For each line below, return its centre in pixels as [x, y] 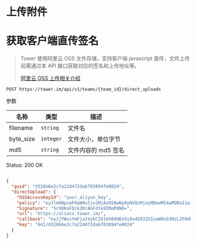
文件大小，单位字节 [94, 140]
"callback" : [31, 219]
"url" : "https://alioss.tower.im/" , [62, 214]
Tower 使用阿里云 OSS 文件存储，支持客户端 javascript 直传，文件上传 [105, 59]
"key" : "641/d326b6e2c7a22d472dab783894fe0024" [76, 225]
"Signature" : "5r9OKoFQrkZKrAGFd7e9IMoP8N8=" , [74, 208]
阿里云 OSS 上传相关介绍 [50, 78]
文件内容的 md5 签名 [96, 150]
